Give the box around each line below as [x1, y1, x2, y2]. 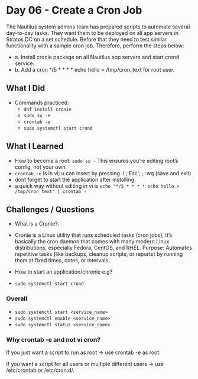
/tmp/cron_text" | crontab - [14, 188, 87, 194]
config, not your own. [14, 163, 67, 171]
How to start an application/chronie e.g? [14, 268, 113, 275]
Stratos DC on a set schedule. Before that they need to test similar [6, 36, 167, 43]
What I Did [6, 83, 46, 94]
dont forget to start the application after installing [14, 176, 134, 183]
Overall [6, 294, 28, 303]
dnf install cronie [23, 106, 72, 113]
